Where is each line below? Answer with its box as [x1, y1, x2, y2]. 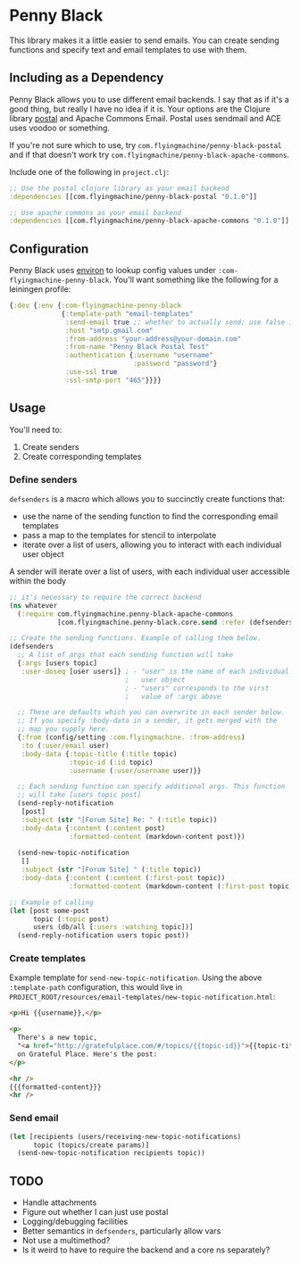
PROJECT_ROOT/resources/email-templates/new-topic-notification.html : [9, 992, 276, 1002]
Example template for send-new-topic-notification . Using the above [9, 972, 262, 983]
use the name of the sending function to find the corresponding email [21, 511, 279, 521]
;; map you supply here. [17, 725, 110, 734]
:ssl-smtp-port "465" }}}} [65, 376, 162, 385]
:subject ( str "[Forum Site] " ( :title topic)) [21, 865, 202, 875]
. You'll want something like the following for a [108, 274, 279, 286]
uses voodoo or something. [9, 122, 110, 133]
